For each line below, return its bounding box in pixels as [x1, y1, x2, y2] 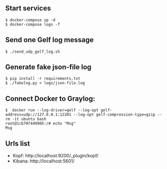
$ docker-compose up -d [5, 17, 56, 22]
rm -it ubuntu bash [5, 116, 47, 122]
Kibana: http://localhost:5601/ [12, 158, 75, 164]
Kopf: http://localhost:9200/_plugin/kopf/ [12, 153, 99, 159]
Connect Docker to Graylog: [5, 94, 95, 103]
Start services [5, 4, 51, 13]
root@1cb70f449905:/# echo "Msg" [5, 121, 76, 126]
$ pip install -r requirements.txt [5, 76, 81, 81]
